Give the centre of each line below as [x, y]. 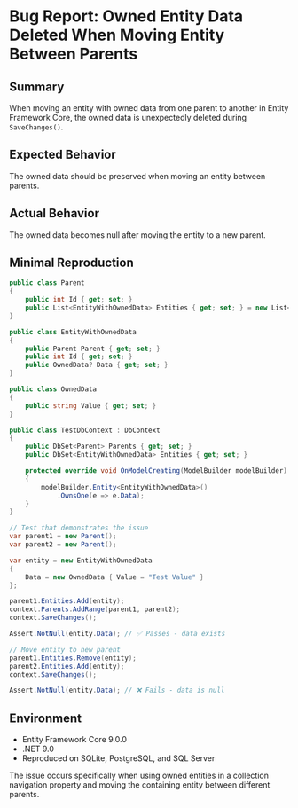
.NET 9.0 [38, 749]
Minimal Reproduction [72, 263]
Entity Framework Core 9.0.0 [74, 740]
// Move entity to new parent [65, 649]
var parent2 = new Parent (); [63, 545]
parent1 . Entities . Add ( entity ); [67, 601]
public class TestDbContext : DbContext [85, 430]
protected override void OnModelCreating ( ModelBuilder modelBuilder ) [157, 471]
